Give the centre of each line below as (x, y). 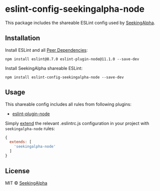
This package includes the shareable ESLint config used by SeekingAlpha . (80, 23)
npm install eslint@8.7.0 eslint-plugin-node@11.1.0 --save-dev (72, 59)
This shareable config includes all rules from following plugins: (68, 104)
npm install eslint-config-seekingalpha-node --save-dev (65, 77)
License (17, 171)
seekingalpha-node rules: (30, 128)
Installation (23, 38)
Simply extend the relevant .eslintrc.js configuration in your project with (77, 123)
